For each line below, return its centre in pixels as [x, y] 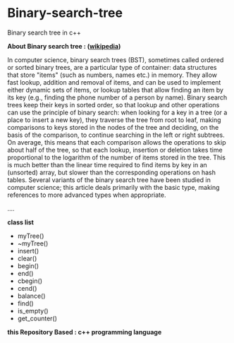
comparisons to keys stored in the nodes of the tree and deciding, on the [113, 127]
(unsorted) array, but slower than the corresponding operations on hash [112, 172]
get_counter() [37, 318]
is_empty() [33, 311]
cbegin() [30, 281]
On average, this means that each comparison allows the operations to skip [117, 142]
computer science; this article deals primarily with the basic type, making [113, 187]
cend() [27, 288]
